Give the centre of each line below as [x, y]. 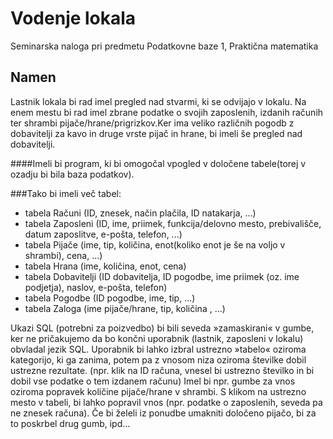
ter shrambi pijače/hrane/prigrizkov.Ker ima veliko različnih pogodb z [152, 123]
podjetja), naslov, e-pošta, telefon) [96, 287]
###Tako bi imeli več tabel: [66, 193]
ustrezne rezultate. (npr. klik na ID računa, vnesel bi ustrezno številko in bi [162, 370]
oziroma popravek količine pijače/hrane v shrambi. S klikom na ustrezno [158, 391]
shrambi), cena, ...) [63, 255]
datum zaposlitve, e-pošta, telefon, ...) [103, 234]
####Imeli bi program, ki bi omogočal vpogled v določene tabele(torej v [158, 163]
